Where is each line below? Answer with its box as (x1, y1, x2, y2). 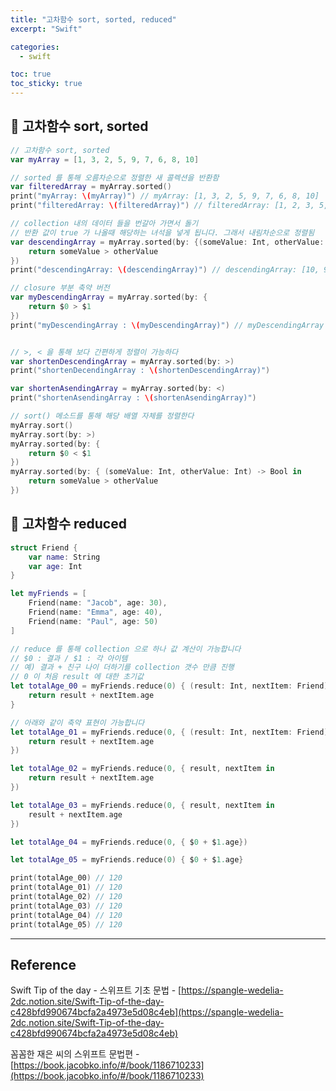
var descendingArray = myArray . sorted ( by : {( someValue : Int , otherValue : (10, 237, 325, 247)
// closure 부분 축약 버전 (10, 283, 110, 293)
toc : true (10, 69, 52, 80)
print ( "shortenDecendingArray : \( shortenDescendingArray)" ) (10, 366, 271, 376)
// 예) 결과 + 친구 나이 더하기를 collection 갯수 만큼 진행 (10, 662, 235, 673)
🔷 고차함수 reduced (10, 516, 127, 533)
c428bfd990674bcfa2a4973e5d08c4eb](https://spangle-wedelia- (10, 1006, 284, 1018)
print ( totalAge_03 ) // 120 (10, 901, 123, 911)
